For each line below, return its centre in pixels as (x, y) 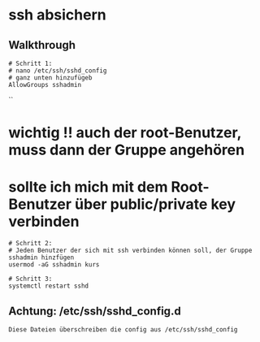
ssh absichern (58, 15)
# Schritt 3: (30, 279)
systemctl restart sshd (49, 286)
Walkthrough (42, 45)
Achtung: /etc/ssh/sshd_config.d (95, 311)
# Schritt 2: (30, 244)
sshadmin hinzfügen (41, 258)
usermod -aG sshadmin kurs (54, 265)
